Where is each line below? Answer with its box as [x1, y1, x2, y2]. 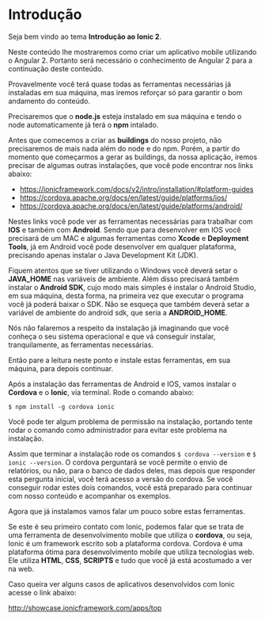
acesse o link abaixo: [8, 587, 77, 597]
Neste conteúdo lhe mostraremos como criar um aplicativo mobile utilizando [8, 47, 257, 56]
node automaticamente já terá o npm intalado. [8, 120, 159, 129]
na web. [8, 564, 35, 573]
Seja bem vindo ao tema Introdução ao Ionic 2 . [8, 32, 162, 41]
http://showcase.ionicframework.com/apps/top [8, 603, 162, 612]
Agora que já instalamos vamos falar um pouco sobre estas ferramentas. [8, 506, 245, 516]
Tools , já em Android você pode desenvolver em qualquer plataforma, [8, 242, 237, 251]
